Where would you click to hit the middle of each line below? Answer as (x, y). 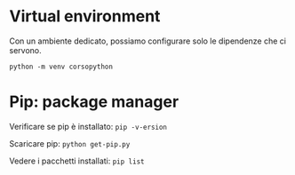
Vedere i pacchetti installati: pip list (77, 161)
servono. (25, 50)
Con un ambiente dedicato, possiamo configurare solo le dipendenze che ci (148, 41)
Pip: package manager (94, 102)
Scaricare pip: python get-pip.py (70, 143)
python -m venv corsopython (61, 67)
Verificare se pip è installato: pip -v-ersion (88, 126)
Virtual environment (85, 16)
